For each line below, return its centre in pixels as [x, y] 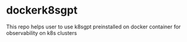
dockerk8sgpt [42, 10]
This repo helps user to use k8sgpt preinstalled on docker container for [93, 27]
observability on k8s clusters [42, 33]
